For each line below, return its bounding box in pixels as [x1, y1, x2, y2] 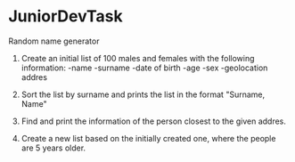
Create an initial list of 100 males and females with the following [20, 53, 255, 63]
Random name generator [8, 36, 100, 46]
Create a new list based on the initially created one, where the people [20, 133, 276, 143]
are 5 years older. [20, 142, 86, 153]
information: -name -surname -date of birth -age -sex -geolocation [20, 62, 268, 73]
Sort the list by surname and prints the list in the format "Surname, [20, 89, 266, 100]
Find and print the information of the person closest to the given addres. [20, 116, 287, 126]
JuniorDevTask [8, 6, 123, 27]
